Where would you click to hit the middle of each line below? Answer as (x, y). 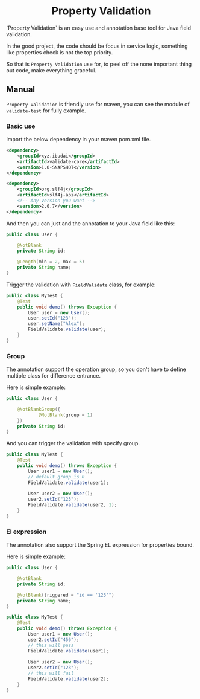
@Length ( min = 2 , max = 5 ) (51, 262)
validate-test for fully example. (46, 111)
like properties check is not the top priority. (60, 52)
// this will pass (51, 645)
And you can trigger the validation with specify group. (73, 443)
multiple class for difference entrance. (54, 376)
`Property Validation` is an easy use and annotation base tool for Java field (99, 28)
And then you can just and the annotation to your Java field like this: (91, 223)
